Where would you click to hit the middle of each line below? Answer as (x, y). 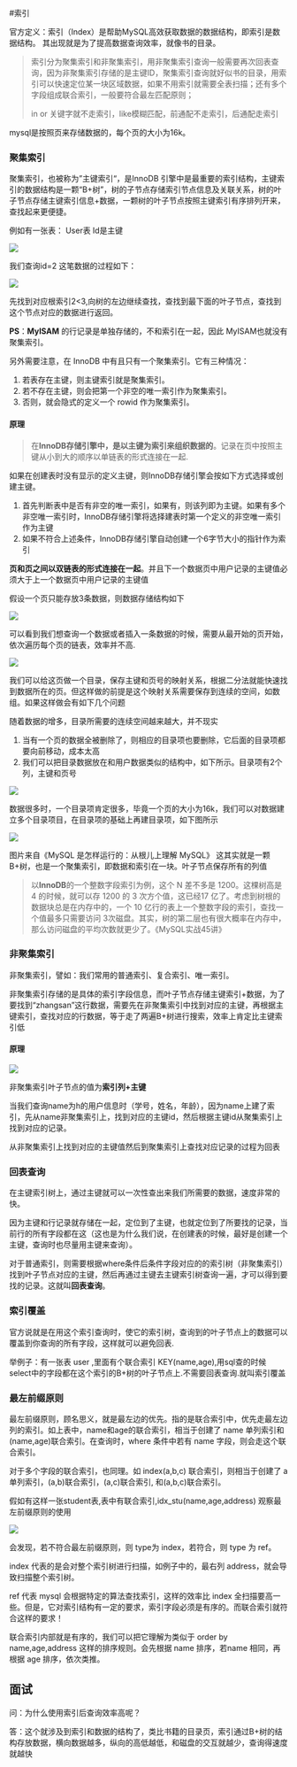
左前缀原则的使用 (40, 1511)
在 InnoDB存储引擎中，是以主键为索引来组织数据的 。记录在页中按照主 (157, 445)
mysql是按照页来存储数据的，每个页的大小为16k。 (100, 132)
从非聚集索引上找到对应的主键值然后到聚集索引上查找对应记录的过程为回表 (145, 1146)
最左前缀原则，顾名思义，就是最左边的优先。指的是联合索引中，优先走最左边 (148, 1418)
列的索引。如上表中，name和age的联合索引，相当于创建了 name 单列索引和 (147, 1430)
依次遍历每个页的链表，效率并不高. (72, 644)
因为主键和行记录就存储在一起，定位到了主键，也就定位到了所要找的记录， (145, 1223)
